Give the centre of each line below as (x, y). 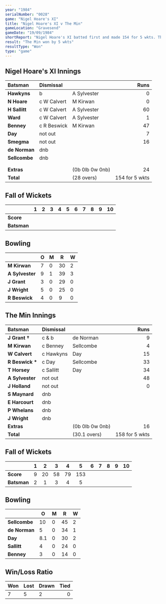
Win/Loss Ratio (29, 572)
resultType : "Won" (24, 47)
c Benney (53, 346)
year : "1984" (19, 10)
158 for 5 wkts (132, 434)
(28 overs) (85, 178)
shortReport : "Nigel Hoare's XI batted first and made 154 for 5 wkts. (80, 38)
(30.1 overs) (87, 434)
